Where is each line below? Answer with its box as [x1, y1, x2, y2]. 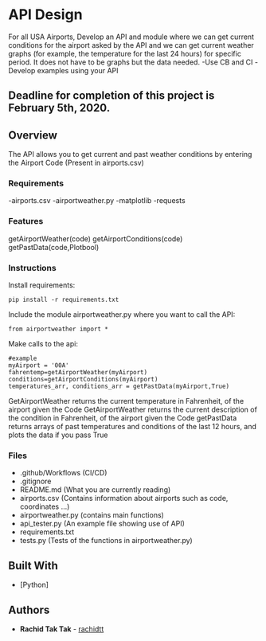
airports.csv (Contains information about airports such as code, [19, 494, 229, 503]
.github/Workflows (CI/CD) [19, 468, 108, 478]
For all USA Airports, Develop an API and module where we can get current [8, 32, 255, 41]
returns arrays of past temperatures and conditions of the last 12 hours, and [8, 422, 257, 432]
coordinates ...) [19, 502, 70, 511]
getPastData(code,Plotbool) [8, 242, 100, 252]
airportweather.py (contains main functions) [19, 510, 165, 520]
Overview [8, 128, 58, 142]
